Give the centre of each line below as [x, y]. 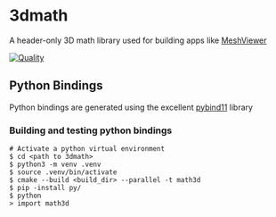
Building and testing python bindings [91, 130]
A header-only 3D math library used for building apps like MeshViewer [138, 40]
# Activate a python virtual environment [87, 149]
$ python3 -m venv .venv [55, 165]
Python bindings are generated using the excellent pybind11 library [131, 107]
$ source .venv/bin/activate [63, 172]
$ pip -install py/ [45, 188]
